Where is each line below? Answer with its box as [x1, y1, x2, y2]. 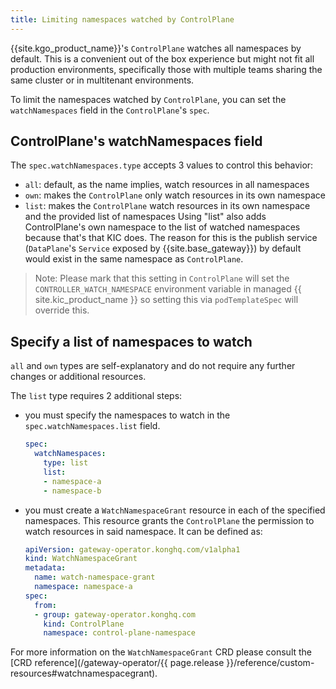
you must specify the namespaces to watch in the [24, 409, 231, 421]
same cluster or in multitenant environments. [10, 74, 195, 86]
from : [34, 600, 57, 610]
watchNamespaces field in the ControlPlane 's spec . [10, 104, 210, 116]
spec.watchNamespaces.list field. [24, 420, 161, 432]
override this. [34, 304, 90, 316]
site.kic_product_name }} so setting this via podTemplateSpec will [34, 294, 299, 306]
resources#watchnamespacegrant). [10, 667, 158, 680]
